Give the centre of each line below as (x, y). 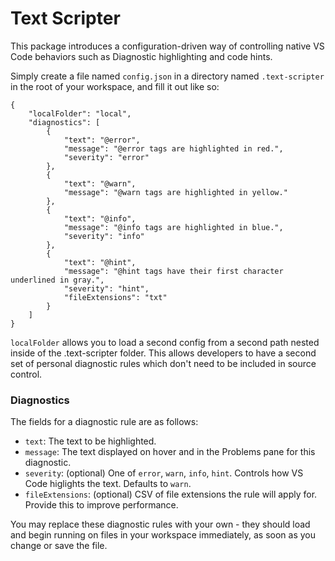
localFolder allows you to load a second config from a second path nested (165, 342)
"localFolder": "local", (80, 113)
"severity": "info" (104, 236)
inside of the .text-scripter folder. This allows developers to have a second (163, 353)
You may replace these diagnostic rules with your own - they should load (160, 524)
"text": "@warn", (100, 183)
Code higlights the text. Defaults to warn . (108, 484)
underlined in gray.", (57, 280)
